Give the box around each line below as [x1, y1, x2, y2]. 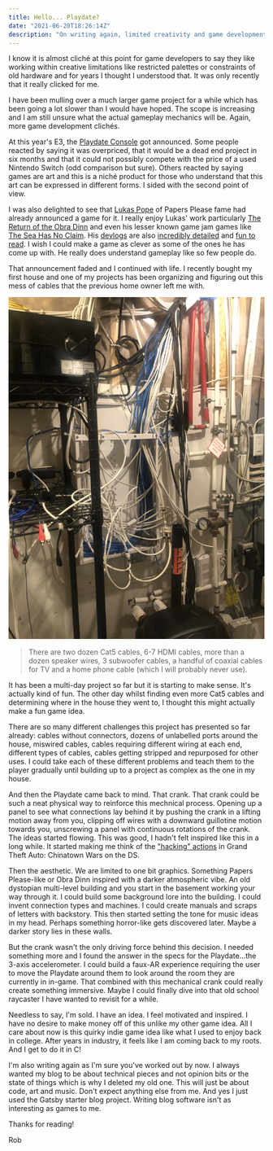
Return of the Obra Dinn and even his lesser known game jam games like [8, 222, 252, 232]
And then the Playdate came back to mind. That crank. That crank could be [8, 790, 260, 799]
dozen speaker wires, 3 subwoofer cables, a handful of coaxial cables [28, 656, 263, 666]
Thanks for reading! [8, 1119, 75, 1129]
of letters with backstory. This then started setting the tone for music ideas [8, 909, 258, 919]
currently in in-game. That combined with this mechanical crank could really [8, 977, 264, 987]
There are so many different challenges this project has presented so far [8, 722, 250, 732]
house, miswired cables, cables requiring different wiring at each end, [8, 739, 242, 749]
